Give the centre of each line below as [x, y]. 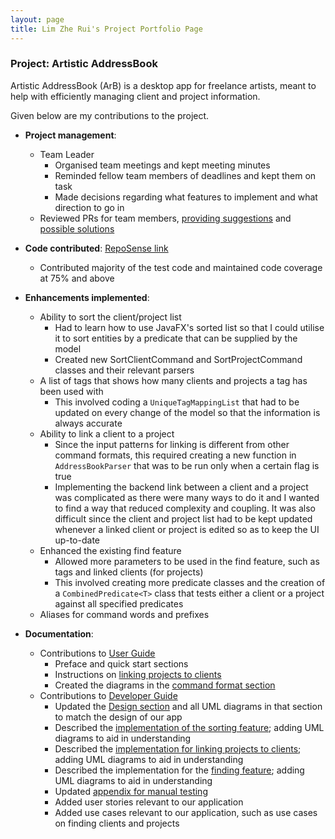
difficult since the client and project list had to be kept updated [183, 518]
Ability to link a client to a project [107, 433]
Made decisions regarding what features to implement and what [186, 197]
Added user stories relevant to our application [149, 802]
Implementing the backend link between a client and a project [181, 487]
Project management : [70, 135]
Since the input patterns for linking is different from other [172, 444]
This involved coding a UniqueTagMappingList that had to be [177, 402]
